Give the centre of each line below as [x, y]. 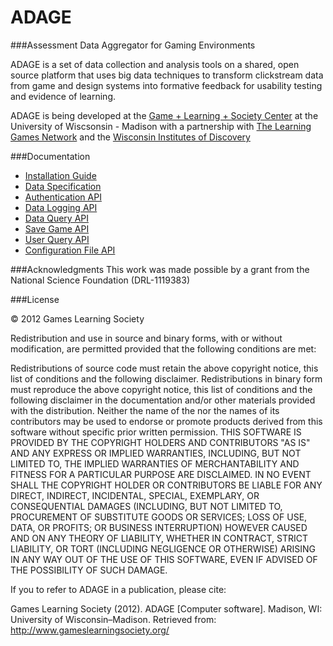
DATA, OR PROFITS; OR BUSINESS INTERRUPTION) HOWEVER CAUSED [159, 527]
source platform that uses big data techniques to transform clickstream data [167, 75]
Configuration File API [70, 250]
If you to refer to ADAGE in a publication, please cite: [118, 589]
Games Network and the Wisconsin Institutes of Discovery [130, 137]
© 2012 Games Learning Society [77, 318]
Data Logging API [61, 207]
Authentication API [63, 197]
